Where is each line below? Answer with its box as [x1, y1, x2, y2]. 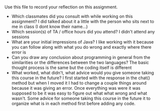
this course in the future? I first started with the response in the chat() [11, 75, 150, 81]
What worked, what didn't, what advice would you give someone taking [11, 70, 154, 75]
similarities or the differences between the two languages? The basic [11, 60, 149, 65]
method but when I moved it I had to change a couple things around [11, 80, 147, 86]
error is [11, 49, 26, 55]
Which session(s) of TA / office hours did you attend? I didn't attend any [11, 29, 155, 34]
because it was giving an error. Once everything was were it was [11, 85, 141, 91]
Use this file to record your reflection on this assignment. [4, 4, 118, 10]
